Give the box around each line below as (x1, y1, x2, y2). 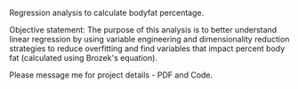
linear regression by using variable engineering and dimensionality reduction (9, 34, 290, 44)
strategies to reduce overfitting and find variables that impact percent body (9, 43, 286, 54)
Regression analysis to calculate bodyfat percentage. (9, 8, 205, 18)
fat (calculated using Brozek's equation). (9, 53, 158, 63)
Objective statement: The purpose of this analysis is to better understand (9, 25, 278, 34)
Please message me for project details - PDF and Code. (9, 70, 213, 80)
